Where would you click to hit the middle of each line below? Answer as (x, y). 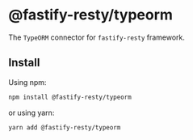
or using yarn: (31, 112)
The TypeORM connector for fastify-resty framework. (97, 37)
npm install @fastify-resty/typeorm (70, 97)
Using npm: (27, 82)
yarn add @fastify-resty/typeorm (65, 127)
